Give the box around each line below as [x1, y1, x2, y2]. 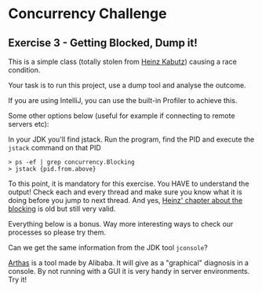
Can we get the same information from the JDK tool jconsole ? [8, 243, 208, 252]
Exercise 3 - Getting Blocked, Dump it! [8, 36, 198, 50]
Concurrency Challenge [8, 5, 167, 23]
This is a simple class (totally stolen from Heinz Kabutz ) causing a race [8, 57, 237, 66]
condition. [8, 65, 41, 75]
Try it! [8, 275, 27, 284]
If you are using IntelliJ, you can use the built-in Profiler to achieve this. [8, 96, 238, 105]
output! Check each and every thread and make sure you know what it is [8, 187, 242, 197]
